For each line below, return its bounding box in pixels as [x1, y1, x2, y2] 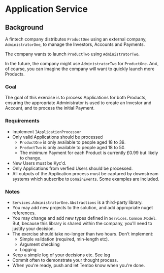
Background [5, 23, 43, 32]
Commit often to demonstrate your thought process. [12, 257, 118, 263]
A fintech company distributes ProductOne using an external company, [5, 36, 147, 42]
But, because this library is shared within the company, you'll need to [12, 220, 153, 226]
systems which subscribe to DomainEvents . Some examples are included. [12, 176, 160, 182]
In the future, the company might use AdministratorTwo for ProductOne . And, [5, 61, 159, 66]
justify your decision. [12, 226, 55, 232]
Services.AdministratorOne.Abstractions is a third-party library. [12, 199, 143, 205]
